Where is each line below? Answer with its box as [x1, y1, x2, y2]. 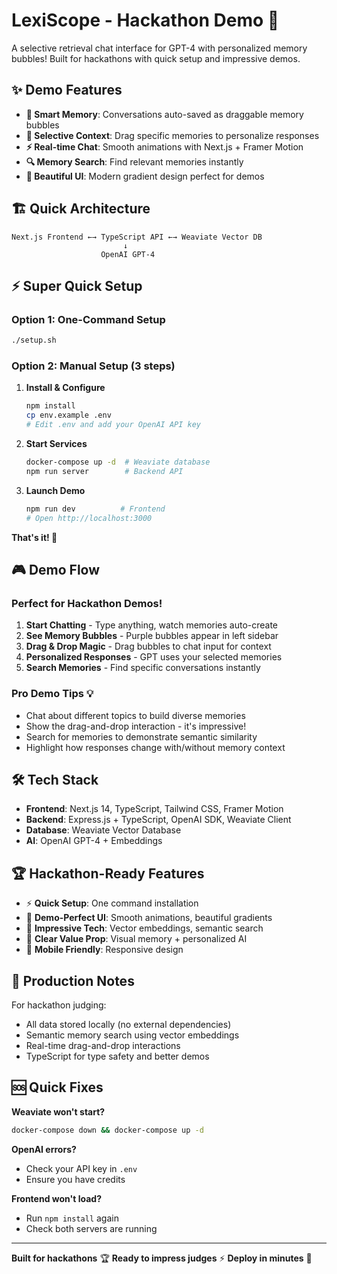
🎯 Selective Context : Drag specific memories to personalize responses [25, 129, 320, 141]
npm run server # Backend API [25, 466, 184, 476]
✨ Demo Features [11, 82, 123, 99]
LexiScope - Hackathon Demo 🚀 [11, 9, 280, 32]
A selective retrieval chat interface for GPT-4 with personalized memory [11, 42, 308, 54]
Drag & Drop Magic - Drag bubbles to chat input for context [25, 640, 272, 653]
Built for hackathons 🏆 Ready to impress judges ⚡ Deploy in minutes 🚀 [11, 1252, 313, 1264]
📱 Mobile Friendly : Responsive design [25, 944, 184, 956]
